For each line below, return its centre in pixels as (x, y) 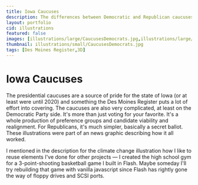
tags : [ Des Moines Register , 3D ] (46, 50)
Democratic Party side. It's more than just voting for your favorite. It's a (92, 114)
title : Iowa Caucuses (33, 11)
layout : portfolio (29, 22)
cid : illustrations (30, 28)
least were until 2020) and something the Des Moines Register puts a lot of (97, 101)
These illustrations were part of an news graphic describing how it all (90, 133)
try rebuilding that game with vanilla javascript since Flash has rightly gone (97, 169)
